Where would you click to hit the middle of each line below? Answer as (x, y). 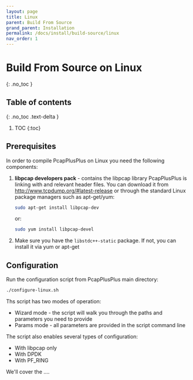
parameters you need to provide (53, 319)
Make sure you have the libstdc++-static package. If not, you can (95, 240)
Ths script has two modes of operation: (54, 301)
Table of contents (39, 102)
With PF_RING (31, 360)
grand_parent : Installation (40, 28)
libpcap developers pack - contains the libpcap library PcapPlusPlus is (101, 178)
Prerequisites (31, 146)
